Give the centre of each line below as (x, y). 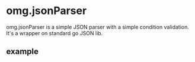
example (23, 52)
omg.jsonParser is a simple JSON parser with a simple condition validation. (98, 27)
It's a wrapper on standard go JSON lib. (55, 33)
